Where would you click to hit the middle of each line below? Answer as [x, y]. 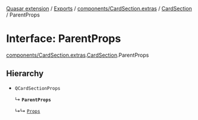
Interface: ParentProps [64, 39]
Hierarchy [25, 74]
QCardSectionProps [37, 88]
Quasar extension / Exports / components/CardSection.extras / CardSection [99, 9]
